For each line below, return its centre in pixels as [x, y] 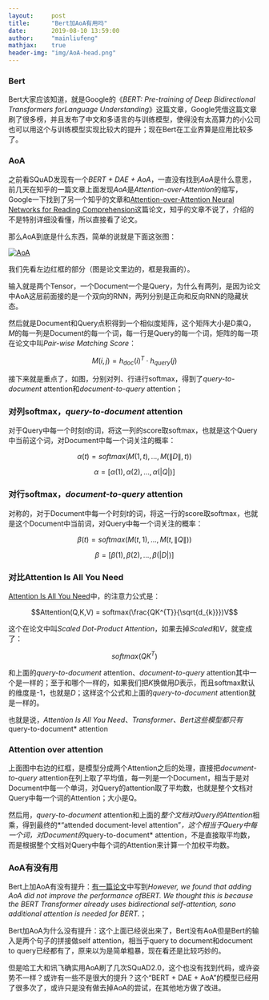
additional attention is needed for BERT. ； [78, 913]
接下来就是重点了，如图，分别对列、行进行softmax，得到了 [106, 379]
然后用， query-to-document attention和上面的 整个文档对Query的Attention [130, 815]
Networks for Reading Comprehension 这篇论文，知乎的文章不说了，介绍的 [131, 209]
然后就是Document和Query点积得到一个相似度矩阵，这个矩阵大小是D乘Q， [132, 323]
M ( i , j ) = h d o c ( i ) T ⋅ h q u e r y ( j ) [134, 361]
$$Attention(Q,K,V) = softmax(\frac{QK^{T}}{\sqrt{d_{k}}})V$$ [134, 612]
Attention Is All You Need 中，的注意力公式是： [84, 596]
